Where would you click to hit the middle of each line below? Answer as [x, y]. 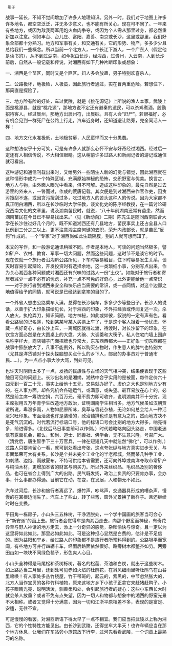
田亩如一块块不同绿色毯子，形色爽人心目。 [50, 552]
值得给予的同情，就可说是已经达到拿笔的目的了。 [61, 292]
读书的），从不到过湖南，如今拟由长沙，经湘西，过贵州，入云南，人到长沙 [87, 56]
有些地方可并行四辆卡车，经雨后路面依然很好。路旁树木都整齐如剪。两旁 [90, 546]
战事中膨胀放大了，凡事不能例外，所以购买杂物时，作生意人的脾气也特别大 [84, 347]
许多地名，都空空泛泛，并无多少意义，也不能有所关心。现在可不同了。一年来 [86, 24]
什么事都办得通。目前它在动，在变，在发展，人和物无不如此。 [79, 480]
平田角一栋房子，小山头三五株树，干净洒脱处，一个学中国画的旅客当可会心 [84, 514]
